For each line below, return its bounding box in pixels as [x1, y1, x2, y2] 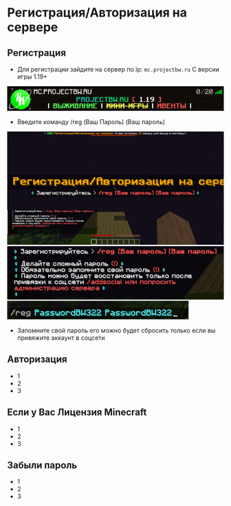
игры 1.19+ [16, 72, 48, 81]
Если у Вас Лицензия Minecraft [7, 407, 147, 418]
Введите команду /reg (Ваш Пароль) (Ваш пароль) [16, 118, 166, 125]
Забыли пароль [7, 459, 78, 471]
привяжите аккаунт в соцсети [16, 333, 105, 342]
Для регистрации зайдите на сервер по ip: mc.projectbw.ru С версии [16, 65, 220, 73]
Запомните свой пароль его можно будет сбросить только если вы [16, 326, 216, 334]
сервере [7, 19, 58, 35]
